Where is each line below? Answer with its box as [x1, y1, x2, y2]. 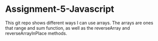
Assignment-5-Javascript [5, 3, 114, 15]
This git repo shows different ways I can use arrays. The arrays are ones [5, 20, 154, 26]
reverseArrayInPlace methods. [5, 30, 68, 36]
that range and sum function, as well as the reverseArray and [5, 25, 130, 31]
